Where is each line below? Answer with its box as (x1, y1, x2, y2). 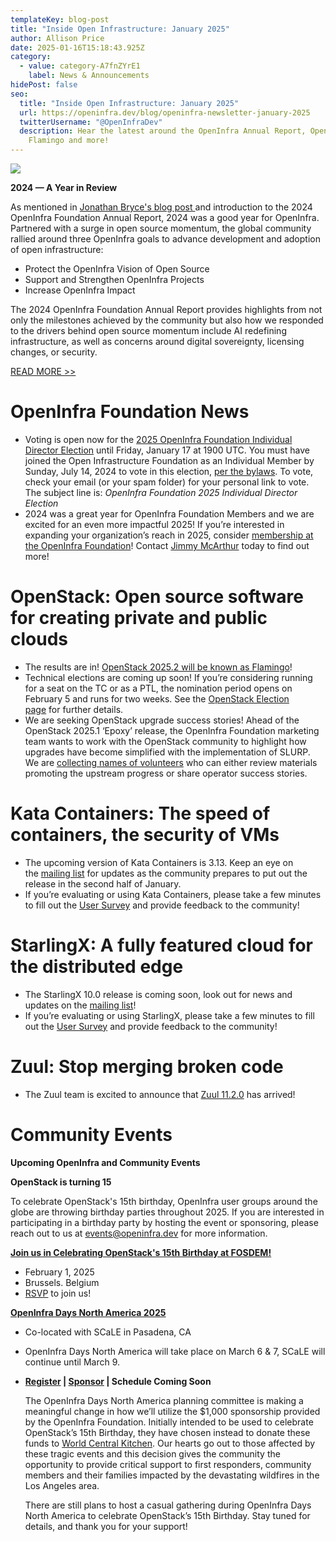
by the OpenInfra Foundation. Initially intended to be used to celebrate (24, 1416, 314, 1428)
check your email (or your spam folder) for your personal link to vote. (24, 476, 310, 488)
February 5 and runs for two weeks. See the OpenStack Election (24, 692, 290, 705)
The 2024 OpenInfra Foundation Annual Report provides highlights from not (10, 304, 323, 315)
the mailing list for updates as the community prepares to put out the (24, 867, 308, 879)
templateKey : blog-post (10, 14, 110, 25)
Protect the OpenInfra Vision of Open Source (24, 263, 210, 275)
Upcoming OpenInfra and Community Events (10, 1156, 201, 1168)
